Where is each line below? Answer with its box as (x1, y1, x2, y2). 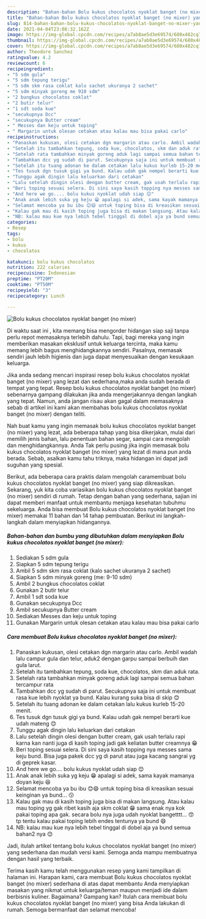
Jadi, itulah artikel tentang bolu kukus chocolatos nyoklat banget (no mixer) (7, 842, 197, 850)
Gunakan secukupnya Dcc (15, 600, 83, 607)
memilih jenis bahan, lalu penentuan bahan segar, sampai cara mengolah (7, 435, 190, 442)
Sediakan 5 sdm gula (15, 554, 69, 561)
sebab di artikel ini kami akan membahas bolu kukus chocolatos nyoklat (7, 404, 188, 411)
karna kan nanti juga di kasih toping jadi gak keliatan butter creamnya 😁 (15, 739, 198, 747)
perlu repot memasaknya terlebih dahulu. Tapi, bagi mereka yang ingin (7, 333, 185, 341)
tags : (7, 231, 21, 237)
